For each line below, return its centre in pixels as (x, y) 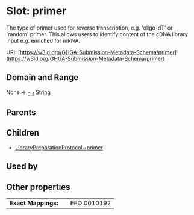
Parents (21, 112)
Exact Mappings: (34, 203)
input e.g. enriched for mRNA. (43, 40)
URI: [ (13, 52)
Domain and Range (42, 77)
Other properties (38, 187)
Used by (22, 167)
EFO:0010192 (91, 203)
